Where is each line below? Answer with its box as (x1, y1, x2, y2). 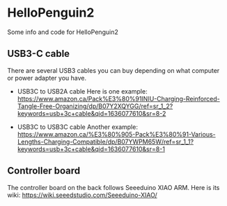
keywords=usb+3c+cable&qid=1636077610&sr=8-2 (17, 109, 166, 117)
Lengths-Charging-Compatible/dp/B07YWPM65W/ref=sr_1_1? (17, 137, 194, 146)
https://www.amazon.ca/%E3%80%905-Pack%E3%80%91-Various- (17, 130, 216, 138)
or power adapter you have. (7, 74, 87, 82)
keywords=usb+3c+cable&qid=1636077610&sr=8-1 (17, 144, 166, 153)
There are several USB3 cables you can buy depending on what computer (7, 66, 220, 74)
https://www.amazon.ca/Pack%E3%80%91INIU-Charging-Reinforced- (17, 94, 221, 103)
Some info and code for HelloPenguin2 (7, 28, 118, 36)
